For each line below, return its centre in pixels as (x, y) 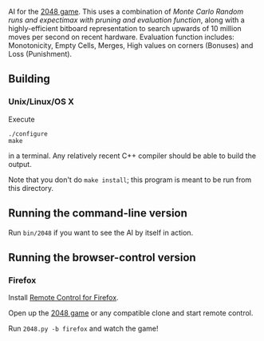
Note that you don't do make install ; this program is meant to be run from (130, 180)
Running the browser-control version (102, 258)
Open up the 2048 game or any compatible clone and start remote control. (131, 313)
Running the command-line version (98, 214)
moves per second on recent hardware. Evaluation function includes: (122, 37)
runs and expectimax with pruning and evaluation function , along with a (126, 20)
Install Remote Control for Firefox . (63, 298)
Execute (22, 119)
